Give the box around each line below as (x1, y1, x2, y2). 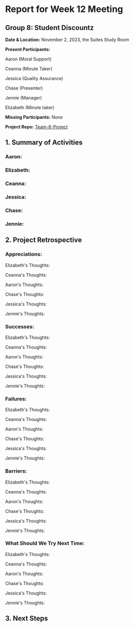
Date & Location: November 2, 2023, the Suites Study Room (5, 36, 129, 42)
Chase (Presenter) (5, 85, 43, 91)
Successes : (5, 323, 34, 330)
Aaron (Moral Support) (5, 56, 51, 62)
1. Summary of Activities (5, 138, 83, 147)
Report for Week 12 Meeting (5, 3, 123, 15)
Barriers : (5, 467, 27, 474)
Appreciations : (5, 251, 42, 258)
